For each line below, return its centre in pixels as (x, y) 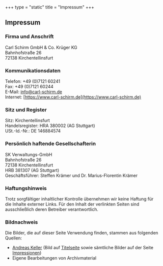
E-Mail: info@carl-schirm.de (34, 92)
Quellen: (14, 238)
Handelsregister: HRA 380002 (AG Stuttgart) (50, 126)
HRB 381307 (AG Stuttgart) (32, 170)
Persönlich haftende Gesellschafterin (51, 144)
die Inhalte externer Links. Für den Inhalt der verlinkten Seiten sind (72, 204)
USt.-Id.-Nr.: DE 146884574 (33, 131)
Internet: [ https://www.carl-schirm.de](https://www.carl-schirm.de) (73, 97)
